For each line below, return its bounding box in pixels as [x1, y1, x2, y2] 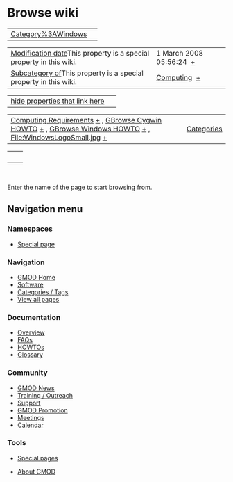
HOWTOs [17, 343, 45, 352]
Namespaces [7, 224, 53, 234]
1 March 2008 [155, 48, 203, 58]
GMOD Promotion [17, 405, 68, 415]
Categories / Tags [17, 287, 69, 296]
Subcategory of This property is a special [10, 68, 144, 78]
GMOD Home [17, 273, 55, 281]
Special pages [17, 453, 58, 462]
